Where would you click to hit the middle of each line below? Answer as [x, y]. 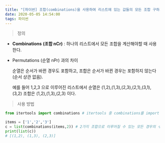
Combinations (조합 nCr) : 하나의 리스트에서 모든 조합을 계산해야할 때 [80, 44]
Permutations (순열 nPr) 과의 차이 [45, 60]
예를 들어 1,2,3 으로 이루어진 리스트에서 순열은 [56, 87]
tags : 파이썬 [17, 19]
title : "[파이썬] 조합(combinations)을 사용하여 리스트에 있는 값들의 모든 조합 [78, 10]
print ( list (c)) [21, 131]
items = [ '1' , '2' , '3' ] [28, 122]
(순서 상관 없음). [27, 77]
